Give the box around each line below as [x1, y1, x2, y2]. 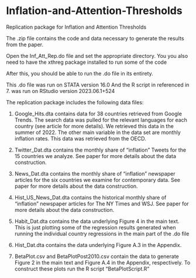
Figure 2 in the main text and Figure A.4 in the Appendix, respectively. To [14, 259, 191, 266]
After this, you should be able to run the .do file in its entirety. [6, 70, 153, 77]
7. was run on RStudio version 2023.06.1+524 [6, 87, 115, 94]
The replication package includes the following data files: [6, 98, 144, 106]
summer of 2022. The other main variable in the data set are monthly [14, 129, 181, 136]
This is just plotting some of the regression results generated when [14, 224, 177, 231]
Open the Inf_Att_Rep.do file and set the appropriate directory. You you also [6, 52, 188, 59]
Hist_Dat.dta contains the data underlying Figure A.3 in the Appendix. [14, 241, 182, 248]
